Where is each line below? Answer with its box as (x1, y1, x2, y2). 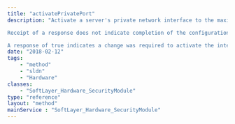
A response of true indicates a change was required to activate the (7, 42, 215, 49)
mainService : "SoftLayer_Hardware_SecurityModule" (7, 107, 161, 114)
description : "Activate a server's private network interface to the (7, 17, 215, 24)
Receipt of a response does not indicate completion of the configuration (7, 29, 230, 36)
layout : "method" (7, 100, 58, 107)
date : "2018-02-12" (7, 48, 64, 56)
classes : (7, 81, 33, 88)
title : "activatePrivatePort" (7, 10, 96, 17)
